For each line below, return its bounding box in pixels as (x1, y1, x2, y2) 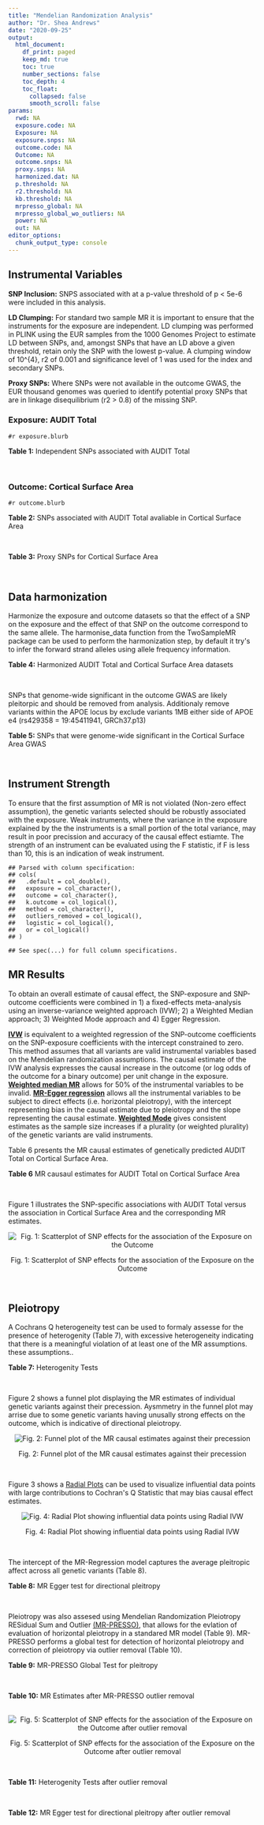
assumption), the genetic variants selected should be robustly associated (8, 806, 246, 816)
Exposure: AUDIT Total (8, 415, 97, 426)
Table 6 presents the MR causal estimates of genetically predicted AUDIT (8, 1145, 246, 1155)
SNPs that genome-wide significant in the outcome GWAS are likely (8, 690, 228, 700)
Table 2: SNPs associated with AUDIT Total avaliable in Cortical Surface (8, 513, 242, 523)
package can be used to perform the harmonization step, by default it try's (8, 636, 251, 645)
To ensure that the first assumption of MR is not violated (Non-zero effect (8, 798, 247, 808)
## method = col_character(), (8, 905, 114, 913)
